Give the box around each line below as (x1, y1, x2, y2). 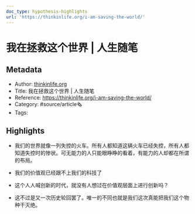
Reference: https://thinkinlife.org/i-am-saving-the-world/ (14, 94, 152, 101)
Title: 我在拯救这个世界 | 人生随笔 (14, 87, 95, 94)
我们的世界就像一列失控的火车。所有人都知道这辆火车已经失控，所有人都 (14, 142, 189, 150)
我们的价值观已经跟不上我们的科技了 (14, 169, 102, 176)
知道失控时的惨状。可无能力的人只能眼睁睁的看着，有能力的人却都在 (14, 150, 179, 157)
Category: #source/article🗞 (14, 100, 83, 107)
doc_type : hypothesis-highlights (6, 8, 88, 15)
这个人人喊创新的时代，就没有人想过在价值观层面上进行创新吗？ (14, 182, 169, 189)
